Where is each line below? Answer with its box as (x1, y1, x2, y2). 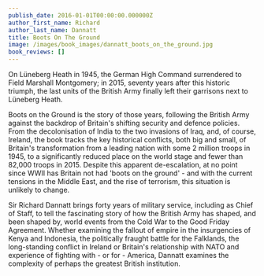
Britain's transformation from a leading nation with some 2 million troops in (8, 143, 251, 153)
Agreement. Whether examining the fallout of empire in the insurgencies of (8, 226, 251, 234)
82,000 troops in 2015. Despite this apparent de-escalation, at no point (8, 160, 238, 169)
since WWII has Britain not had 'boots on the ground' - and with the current (8, 168, 253, 178)
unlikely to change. (8, 186, 70, 194)
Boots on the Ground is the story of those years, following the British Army (8, 110, 250, 119)
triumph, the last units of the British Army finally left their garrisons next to (8, 86, 248, 95)
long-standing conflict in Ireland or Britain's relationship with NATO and (8, 242, 240, 252)
